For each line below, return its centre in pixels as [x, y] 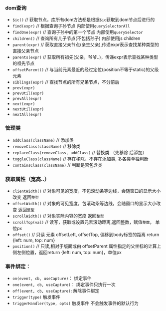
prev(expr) [24, 88]
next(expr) [24, 104]
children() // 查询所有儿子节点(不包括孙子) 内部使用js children [76, 38]
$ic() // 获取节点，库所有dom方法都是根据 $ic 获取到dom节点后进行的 [83, 20]
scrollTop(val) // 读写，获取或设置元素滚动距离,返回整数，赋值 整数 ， [83, 222]
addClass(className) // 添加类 [43, 140]
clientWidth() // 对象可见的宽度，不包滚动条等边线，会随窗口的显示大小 [86, 191]
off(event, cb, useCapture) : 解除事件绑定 [56, 291]
